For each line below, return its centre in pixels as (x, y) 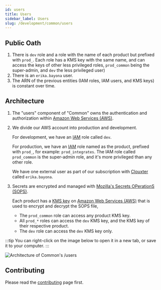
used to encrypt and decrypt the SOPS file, (55, 206)
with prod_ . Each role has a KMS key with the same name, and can (78, 60)
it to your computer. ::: (27, 246)
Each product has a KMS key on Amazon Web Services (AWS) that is (81, 201)
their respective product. (44, 226)
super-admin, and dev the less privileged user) (59, 70)
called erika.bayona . (33, 177)
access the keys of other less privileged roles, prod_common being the (81, 65)
